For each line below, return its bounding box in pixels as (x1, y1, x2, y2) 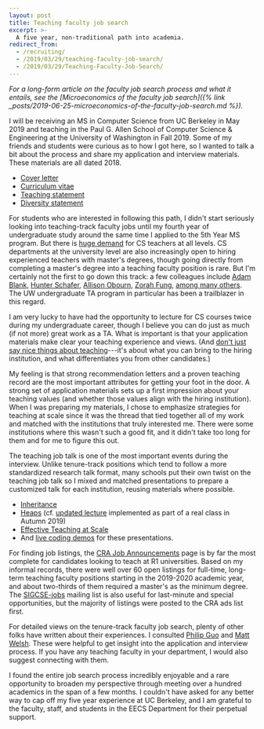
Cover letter (20, 173, 60, 182)
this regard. (9, 296, 46, 306)
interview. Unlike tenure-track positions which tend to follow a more (9, 459, 227, 468)
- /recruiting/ (16, 48, 66, 56)
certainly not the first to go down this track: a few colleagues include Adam (9, 272, 251, 281)
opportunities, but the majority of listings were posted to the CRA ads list (9, 598, 244, 607)
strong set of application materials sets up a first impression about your (9, 386, 240, 395)
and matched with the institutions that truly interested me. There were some (9, 419, 254, 428)
